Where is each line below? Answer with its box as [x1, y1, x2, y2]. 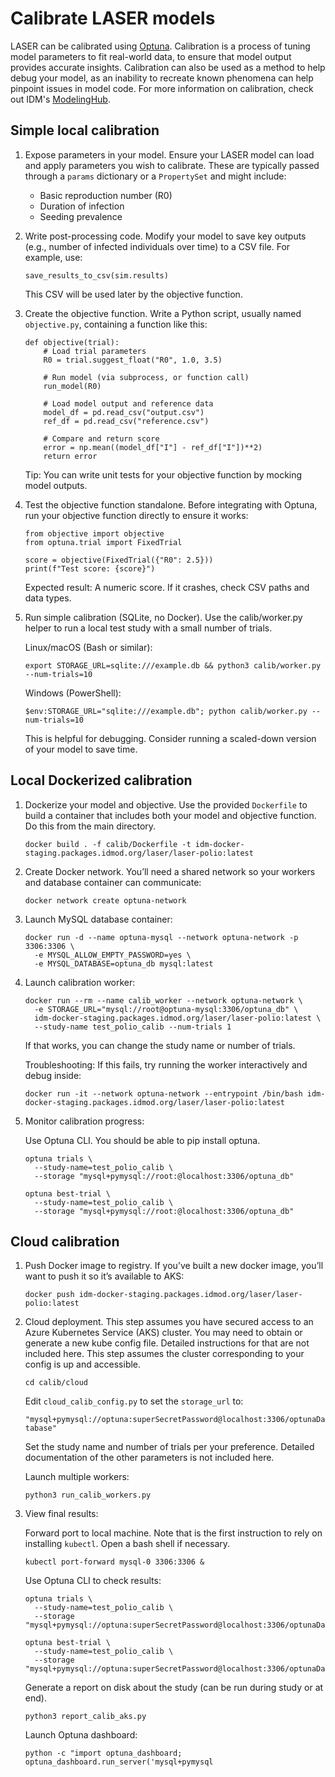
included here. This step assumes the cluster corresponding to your [24, 1348, 305, 1360]
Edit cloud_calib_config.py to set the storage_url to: [24, 1395, 244, 1407]
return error [43, 451, 98, 461]
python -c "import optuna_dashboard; [24, 1748, 183, 1759]
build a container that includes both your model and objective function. [24, 809, 317, 821]
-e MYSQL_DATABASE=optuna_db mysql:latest [34, 958, 214, 969]
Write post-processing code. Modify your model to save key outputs [24, 230, 307, 242]
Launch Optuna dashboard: [24, 1729, 138, 1741]
